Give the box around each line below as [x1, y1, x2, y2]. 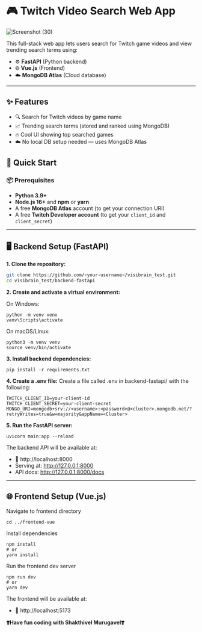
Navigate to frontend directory [6, 507, 81, 515]
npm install [6, 541, 36, 547]
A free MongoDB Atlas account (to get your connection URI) [14, 205, 165, 212]
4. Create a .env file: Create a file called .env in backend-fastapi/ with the [6, 377, 189, 385]
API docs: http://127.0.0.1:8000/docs [14, 468, 105, 476]
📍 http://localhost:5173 [14, 607, 71, 614]
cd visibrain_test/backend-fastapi [6, 277, 96, 284]
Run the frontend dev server [6, 562, 76, 569]
